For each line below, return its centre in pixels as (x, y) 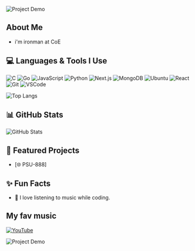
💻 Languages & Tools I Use (57, 61)
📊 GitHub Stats (35, 115)
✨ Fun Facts (28, 183)
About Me (24, 27)
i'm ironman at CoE (38, 42)
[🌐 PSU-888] (31, 165)
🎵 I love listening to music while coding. (62, 198)
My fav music (31, 216)
